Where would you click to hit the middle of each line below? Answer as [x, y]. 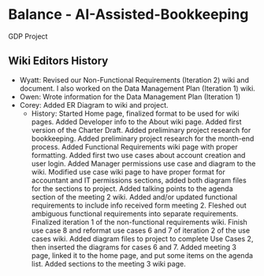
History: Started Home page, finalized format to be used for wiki [135, 113]
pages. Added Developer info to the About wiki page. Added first [136, 121]
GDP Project [28, 36]
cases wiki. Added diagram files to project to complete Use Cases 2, [142, 238]
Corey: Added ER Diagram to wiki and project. [94, 105]
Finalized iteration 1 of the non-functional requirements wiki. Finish [139, 222]
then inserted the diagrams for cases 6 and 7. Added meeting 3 [134, 247]
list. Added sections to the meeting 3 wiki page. [109, 263]
